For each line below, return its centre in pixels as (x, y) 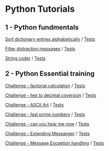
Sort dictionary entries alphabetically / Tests (50, 39)
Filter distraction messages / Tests (40, 49)
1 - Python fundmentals (42, 27)
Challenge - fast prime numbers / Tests (45, 114)
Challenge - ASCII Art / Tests (34, 105)
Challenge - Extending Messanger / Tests (48, 133)
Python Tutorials (40, 9)
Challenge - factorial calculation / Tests (45, 85)
